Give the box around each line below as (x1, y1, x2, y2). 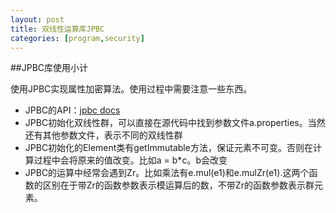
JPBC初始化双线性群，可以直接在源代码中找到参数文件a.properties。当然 (24, 117, 326, 129)
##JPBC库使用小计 (10, 62, 89, 74)
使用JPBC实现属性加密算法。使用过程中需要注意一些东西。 (10, 83, 253, 95)
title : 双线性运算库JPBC (10, 24, 105, 34)
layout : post (10, 14, 65, 25)
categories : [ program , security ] (10, 33, 145, 43)
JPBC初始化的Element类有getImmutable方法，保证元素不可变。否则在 (24, 142, 313, 154)
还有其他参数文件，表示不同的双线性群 (24, 129, 183, 141)
